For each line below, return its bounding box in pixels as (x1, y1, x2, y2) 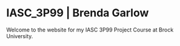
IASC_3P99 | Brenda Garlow (6, 6, 149, 20)
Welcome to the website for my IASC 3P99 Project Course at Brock (6, 26, 174, 33)
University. (6, 32, 33, 39)
